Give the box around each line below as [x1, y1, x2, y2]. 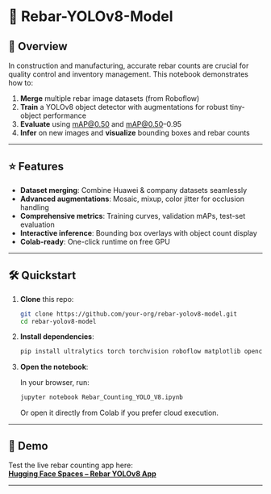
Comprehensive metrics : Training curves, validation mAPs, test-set [19, 211, 246, 220]
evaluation [19, 220, 55, 229]
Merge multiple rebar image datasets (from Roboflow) [19, 94, 200, 103]
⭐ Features [8, 160, 65, 174]
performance [43, 111, 87, 120]
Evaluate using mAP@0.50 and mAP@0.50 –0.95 [19, 119, 182, 128]
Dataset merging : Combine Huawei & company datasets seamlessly [19, 185, 248, 195]
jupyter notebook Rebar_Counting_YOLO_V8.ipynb [19, 393, 183, 402]
